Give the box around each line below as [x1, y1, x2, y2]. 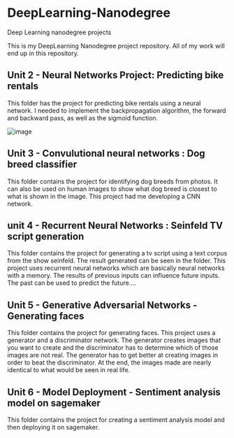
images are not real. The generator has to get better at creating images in [7, 351, 219, 360]
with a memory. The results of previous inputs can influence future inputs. [7, 271, 220, 280]
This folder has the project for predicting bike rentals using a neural [7, 99, 201, 107]
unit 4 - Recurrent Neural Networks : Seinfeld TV [7, 219, 224, 232]
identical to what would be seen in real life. [7, 366, 131, 374]
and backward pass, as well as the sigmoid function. [7, 113, 159, 122]
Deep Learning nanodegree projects [7, 28, 112, 36]
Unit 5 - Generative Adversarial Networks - [7, 299, 198, 311]
